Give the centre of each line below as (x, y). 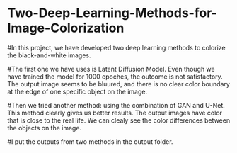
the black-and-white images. (49, 55)
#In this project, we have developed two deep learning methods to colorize (116, 47)
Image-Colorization (66, 28)
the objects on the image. (45, 127)
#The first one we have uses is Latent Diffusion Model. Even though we (111, 69)
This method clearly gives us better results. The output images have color (115, 113)
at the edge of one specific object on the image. (77, 91)
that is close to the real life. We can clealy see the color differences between (119, 120)
